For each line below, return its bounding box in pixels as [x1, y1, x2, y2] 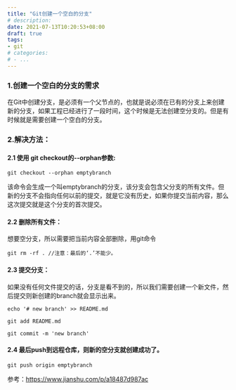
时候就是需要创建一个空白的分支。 [7, 115, 106, 124]
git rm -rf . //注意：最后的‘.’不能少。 [7, 250, 117, 257]
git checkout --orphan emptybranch [7, 169, 112, 176]
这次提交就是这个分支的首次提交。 [7, 200, 106, 209]
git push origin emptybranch [7, 361, 93, 369]
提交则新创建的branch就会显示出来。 [13, 291, 121, 299]
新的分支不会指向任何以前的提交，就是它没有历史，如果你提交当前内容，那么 [7, 191, 229, 200]
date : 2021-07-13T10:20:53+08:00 [7, 23, 105, 30]
